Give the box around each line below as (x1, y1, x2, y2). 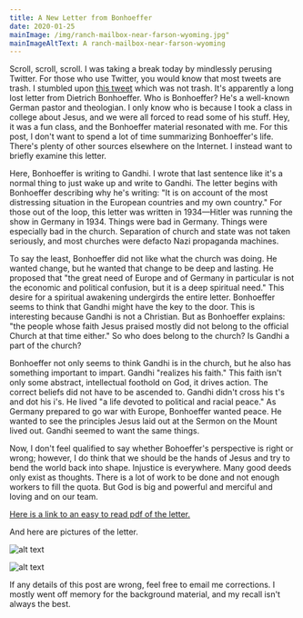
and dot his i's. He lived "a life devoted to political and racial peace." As (9, 396, 277, 407)
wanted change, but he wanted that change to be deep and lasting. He (9, 263, 275, 274)
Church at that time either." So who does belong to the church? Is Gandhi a (9, 331, 289, 342)
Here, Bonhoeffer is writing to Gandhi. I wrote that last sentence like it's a (9, 168, 284, 179)
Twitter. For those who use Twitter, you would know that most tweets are (9, 74, 282, 85)
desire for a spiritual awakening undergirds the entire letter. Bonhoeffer (9, 292, 276, 303)
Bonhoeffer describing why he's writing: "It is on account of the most (9, 187, 268, 198)
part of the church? (9, 340, 82, 351)
